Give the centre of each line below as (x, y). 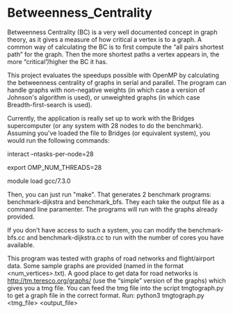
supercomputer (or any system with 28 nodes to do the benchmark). (105, 125)
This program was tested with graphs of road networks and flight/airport (111, 258)
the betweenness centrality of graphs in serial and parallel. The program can (117, 82)
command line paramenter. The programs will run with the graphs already (112, 209)
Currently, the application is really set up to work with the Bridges (101, 118)
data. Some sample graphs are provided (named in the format (96, 265)
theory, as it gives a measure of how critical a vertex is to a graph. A (105, 39)
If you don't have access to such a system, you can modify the (97, 230)
